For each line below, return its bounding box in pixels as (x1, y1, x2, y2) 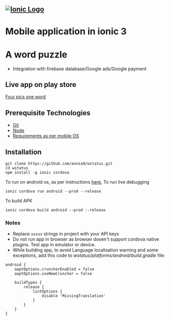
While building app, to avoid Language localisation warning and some (12, 247, 159, 253)
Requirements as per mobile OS (12, 133, 79, 139)
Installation (5, 148, 42, 156)
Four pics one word (5, 94, 46, 100)
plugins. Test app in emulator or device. (12, 242, 96, 248)
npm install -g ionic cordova (5, 170, 70, 175)
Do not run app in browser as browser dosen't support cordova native (12, 236, 159, 242)
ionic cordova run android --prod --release (5, 189, 101, 194)
